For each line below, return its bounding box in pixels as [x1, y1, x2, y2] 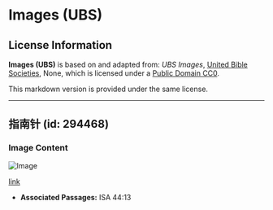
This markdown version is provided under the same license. [8, 84, 209, 94]
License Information [8, 38, 112, 52]
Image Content [8, 142, 69, 154]
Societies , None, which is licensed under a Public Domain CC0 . [8, 68, 220, 78]
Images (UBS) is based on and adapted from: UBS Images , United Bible [8, 59, 248, 69]
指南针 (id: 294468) [8, 117, 110, 131]
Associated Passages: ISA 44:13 [19, 192, 132, 202]
